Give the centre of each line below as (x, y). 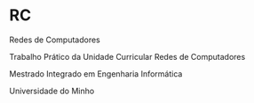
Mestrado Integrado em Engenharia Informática (96, 74)
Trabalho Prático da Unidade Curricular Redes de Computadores (127, 56)
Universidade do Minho (52, 91)
